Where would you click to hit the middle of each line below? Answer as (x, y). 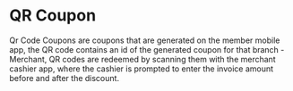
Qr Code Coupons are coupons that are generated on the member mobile (145, 40)
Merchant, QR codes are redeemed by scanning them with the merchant (142, 59)
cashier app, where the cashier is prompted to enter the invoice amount (142, 69)
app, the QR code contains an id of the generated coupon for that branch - (147, 49)
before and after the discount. (64, 78)
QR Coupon (53, 16)
